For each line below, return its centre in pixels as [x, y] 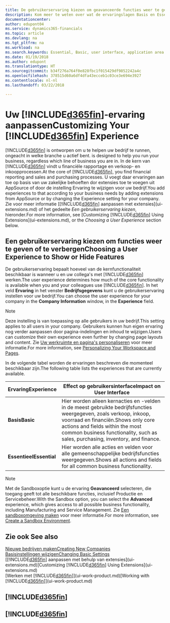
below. [12, 225]
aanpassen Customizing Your [68, 125]
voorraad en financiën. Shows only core [108, 420]
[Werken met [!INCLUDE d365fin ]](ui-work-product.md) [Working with [77, 576]
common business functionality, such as [110, 433]
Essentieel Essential [32, 457]
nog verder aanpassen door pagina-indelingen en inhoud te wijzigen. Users [83, 332]
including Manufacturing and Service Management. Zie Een [67, 510]
